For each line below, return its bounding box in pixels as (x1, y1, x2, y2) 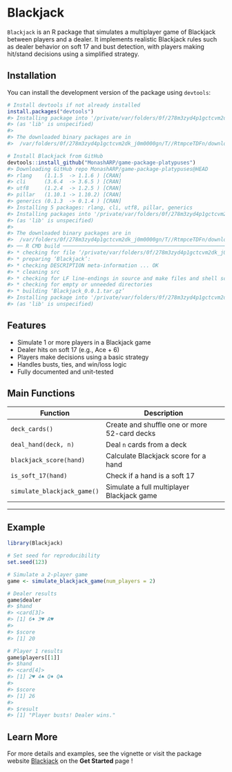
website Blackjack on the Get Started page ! (7, 757, 133, 765)
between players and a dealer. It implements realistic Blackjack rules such (7, 35, 217, 43)
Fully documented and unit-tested (17, 367, 114, 376)
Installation (7, 70, 57, 82)
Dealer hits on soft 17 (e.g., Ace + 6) (17, 345, 119, 353)
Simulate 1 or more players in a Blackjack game (17, 338, 151, 347)
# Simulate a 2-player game (7, 571, 88, 578)
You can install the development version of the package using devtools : (7, 88, 211, 96)
